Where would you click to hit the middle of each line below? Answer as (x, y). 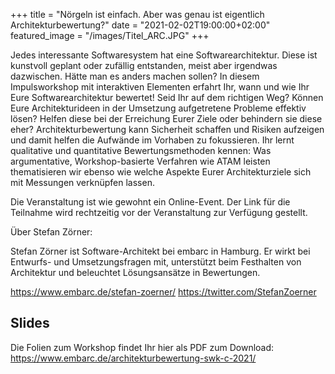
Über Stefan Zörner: (51, 232)
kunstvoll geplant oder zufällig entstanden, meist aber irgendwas (144, 65)
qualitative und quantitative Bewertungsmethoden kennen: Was (141, 150)
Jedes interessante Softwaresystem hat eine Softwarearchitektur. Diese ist (164, 55)
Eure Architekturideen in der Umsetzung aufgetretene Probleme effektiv (158, 108)
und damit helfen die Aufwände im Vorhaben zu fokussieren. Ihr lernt (152, 140)
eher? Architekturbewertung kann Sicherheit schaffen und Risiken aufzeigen (167, 129)
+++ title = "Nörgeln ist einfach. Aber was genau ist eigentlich (137, 14)
